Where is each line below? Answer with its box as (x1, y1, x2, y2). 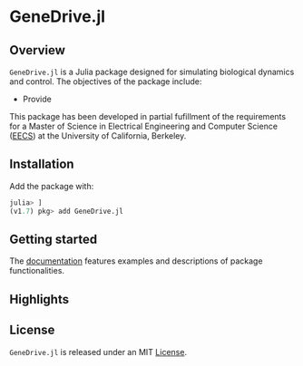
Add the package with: (9, 180, 94, 191)
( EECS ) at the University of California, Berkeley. (9, 130, 187, 141)
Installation (9, 157, 74, 172)
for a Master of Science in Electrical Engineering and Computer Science (9, 120, 279, 131)
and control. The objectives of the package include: (9, 76, 202, 87)
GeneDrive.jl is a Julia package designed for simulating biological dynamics (9, 66, 295, 77)
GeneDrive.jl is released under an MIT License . (9, 346, 188, 357)
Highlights (9, 292, 70, 307)
